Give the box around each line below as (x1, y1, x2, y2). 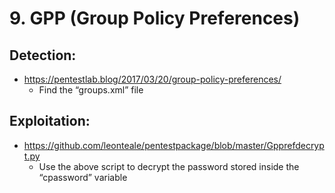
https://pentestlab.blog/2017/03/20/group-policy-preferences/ (23, 73, 282, 85)
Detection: (9, 47, 77, 64)
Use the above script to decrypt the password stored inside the (38, 160, 300, 172)
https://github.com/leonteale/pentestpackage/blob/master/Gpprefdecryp (23, 139, 325, 151)
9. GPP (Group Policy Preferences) (9, 7, 301, 30)
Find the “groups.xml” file (38, 84, 144, 96)
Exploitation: (9, 113, 91, 130)
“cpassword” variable (38, 171, 128, 183)
